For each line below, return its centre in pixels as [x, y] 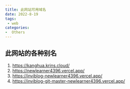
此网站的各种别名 [31, 54]
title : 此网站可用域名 [26, 10]
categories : [17, 28]
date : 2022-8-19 [22, 14]
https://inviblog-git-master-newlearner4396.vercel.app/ [68, 81]
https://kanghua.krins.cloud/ [41, 65]
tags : [11, 19]
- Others [15, 32]
